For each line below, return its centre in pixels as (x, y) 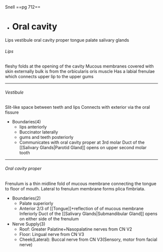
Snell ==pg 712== (23, 7)
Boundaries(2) (26, 198)
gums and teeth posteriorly (46, 137)
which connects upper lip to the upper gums (49, 77)
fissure (12, 112)
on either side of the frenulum (49, 218)
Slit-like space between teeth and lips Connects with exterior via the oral (78, 107)
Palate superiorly (36, 203)
